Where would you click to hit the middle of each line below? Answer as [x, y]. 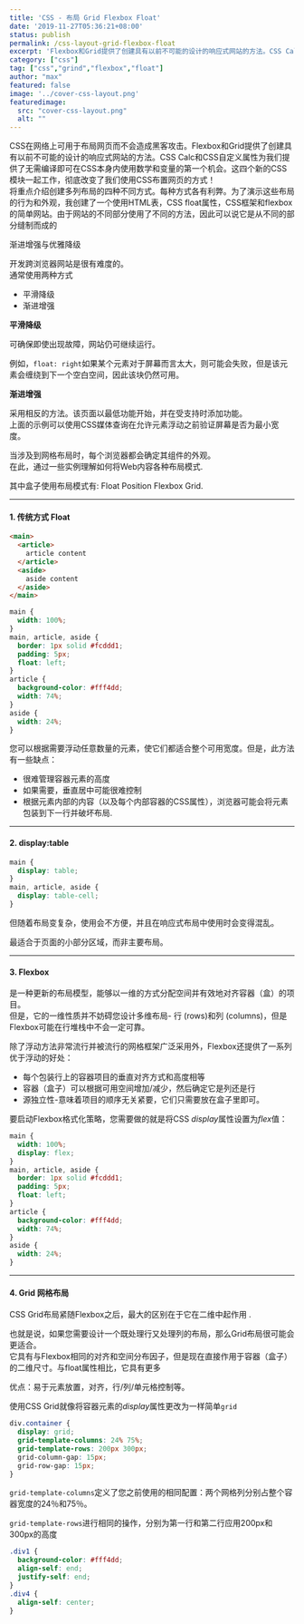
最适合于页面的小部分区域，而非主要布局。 [89, 942]
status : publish [40, 34]
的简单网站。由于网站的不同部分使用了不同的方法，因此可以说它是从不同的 [148, 214]
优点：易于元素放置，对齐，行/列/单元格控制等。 [100, 1387]
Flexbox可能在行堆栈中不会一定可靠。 [80, 1027]
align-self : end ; [50, 1569]
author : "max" [36, 77]
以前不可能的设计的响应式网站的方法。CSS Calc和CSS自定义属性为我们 [149, 157]
